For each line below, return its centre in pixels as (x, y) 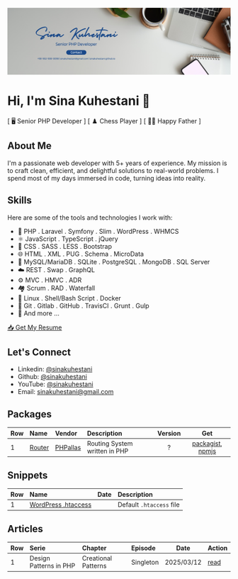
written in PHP (108, 451)
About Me (29, 146)
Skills (19, 200)
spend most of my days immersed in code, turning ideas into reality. (107, 178)
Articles (25, 529)
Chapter (94, 548)
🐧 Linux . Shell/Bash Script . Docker (69, 298)
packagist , (208, 444)
